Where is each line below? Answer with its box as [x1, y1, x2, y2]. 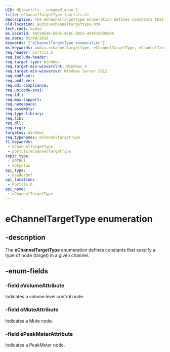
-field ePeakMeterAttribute [5, 330, 73, 337]
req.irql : [5, 125, 26, 130]
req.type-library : [5, 111, 44, 117]
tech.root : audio [5, 26, 42, 31]
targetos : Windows [5, 130, 44, 135]
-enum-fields [5, 267, 48, 275]
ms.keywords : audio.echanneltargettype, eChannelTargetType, [5, 45, 137, 50]
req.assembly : [5, 107, 35, 112]
